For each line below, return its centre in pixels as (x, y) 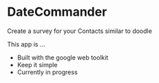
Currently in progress (47, 72)
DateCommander (57, 12)
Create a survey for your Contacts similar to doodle (80, 31)
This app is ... (26, 44)
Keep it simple (37, 64)
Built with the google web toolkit (63, 57)
